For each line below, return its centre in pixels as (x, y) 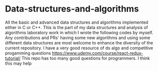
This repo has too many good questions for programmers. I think (86, 58)
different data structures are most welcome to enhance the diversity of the (79, 43)
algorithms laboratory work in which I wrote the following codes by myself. (79, 32)
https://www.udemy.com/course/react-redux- (98, 53)
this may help (18, 63)
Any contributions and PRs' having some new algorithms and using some (78, 38)
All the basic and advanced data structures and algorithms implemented (77, 22)
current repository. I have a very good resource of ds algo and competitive (79, 48)
